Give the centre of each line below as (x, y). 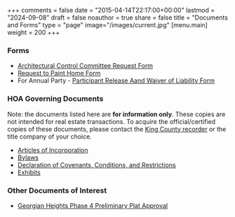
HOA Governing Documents (55, 99)
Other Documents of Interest (57, 190)
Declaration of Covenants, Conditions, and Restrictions (97, 164)
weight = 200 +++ (34, 32)
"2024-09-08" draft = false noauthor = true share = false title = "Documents (117, 17)
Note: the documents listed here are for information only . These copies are (116, 114)
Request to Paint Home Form (59, 73)
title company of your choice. (50, 136)
